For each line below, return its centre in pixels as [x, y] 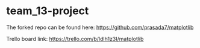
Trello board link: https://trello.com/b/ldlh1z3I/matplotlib [75, 39]
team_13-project [48, 11]
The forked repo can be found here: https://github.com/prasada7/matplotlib [100, 27]
